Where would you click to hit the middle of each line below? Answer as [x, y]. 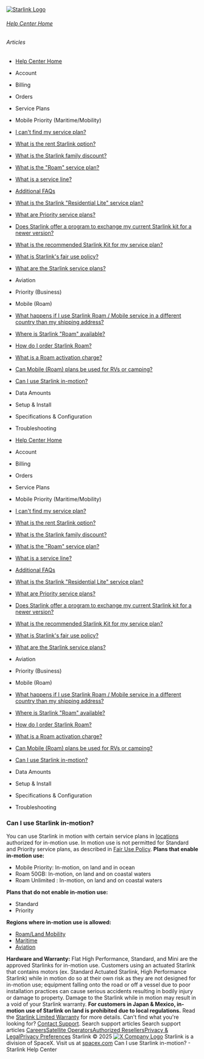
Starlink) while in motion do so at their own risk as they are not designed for [101, 979]
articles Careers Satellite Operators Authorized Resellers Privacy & [87, 1030]
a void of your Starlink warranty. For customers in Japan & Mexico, [91, 1004]
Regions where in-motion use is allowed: [59, 923]
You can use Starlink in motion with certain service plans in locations [93, 836]
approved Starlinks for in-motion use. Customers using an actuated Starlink [101, 965]
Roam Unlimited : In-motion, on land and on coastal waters [89, 880]
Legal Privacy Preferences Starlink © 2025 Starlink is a [100, 1036]
